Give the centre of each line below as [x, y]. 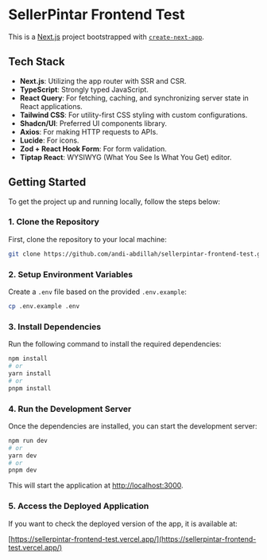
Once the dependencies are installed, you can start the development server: [133, 426]
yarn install [30, 373]
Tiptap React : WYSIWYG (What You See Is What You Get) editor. [126, 157]
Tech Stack [37, 62]
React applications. [51, 106]
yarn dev [23, 456]
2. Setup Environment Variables [71, 274]
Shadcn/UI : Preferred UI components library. [93, 123]
